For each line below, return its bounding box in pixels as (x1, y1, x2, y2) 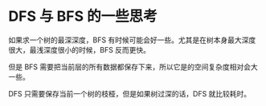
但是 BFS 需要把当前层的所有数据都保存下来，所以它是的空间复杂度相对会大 (8, 61, 259, 72)
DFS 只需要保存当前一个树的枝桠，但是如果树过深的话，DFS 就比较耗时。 (8, 88, 252, 98)
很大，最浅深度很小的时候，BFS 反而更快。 (8, 45, 151, 54)
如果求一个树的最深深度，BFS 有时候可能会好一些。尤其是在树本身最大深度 (8, 35, 256, 45)
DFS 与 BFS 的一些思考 (8, 7, 158, 26)
